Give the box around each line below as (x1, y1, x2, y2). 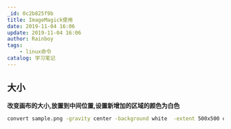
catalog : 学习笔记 (7, 55, 56, 62)
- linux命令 (19, 49, 52, 56)
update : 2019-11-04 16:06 (7, 29, 81, 36)
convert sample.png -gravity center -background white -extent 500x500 (7, 115, 220, 122)
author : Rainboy (7, 36, 54, 43)
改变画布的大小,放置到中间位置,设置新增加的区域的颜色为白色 (7, 101, 180, 110)
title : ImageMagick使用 (7, 16, 74, 23)
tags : (7, 42, 23, 49)
